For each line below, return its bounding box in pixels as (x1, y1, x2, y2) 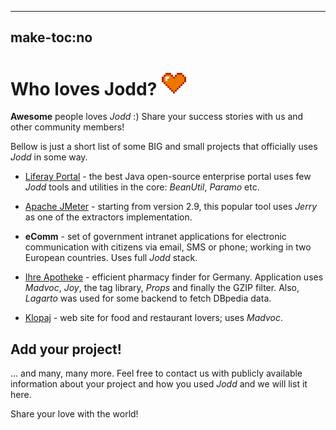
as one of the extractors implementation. (24, 211, 193, 223)
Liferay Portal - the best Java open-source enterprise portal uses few (24, 171, 312, 183)
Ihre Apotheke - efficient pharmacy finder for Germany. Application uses (24, 271, 324, 283)
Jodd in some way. (10, 151, 88, 163)
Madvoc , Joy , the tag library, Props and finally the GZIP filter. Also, (24, 282, 300, 294)
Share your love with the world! (10, 408, 139, 420)
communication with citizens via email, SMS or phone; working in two (24, 241, 312, 253)
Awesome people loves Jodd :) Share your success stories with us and (10, 111, 304, 123)
